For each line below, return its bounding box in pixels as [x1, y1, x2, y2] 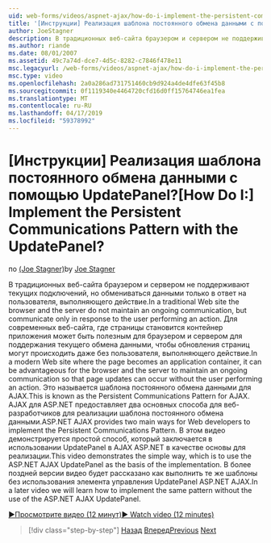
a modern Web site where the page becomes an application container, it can [8, 357, 262, 366]
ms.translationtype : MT [8, 94, 89, 102]
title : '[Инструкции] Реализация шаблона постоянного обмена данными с [8, 19, 254, 27]
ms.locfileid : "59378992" [8, 117, 95, 125]
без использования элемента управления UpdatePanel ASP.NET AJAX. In [8, 477, 258, 487]
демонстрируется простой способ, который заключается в [8, 433, 213, 444]
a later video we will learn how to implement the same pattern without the [8, 485, 252, 495]
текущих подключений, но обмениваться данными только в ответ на [8, 288, 247, 298]
